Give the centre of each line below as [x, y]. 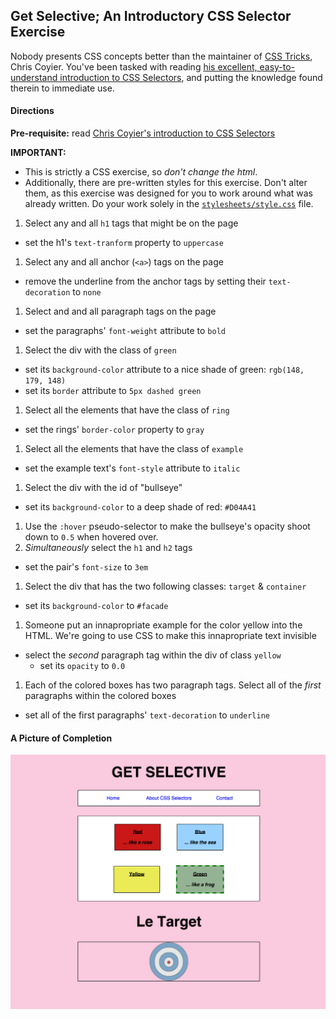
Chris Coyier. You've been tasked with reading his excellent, [134, 66]
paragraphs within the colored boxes [100, 696]
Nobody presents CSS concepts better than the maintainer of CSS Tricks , [161, 56]
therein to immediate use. [62, 88]
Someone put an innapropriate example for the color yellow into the [163, 625]
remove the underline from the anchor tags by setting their [145, 281]
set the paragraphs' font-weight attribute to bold [125, 331]
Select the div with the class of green [100, 350]
